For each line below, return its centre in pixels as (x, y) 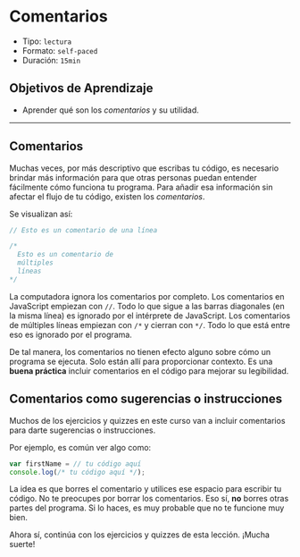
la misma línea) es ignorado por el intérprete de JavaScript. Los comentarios (150, 316)
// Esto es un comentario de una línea (83, 230)
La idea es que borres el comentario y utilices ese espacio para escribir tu (146, 489)
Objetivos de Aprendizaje (81, 88)
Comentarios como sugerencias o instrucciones (146, 399)
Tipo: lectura (47, 41)
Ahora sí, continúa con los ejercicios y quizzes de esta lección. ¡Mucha (140, 535)
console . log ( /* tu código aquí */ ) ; (77, 472)
